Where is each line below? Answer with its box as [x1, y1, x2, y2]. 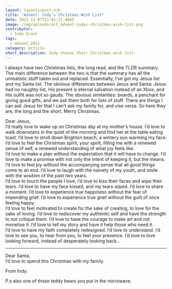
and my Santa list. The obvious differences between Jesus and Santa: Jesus [5, 80, 166, 87]
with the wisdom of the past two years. [5, 172, 88, 178]
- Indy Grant [10, 31, 38, 36]
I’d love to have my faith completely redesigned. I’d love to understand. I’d [5, 226, 160, 233]
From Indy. [5, 267, 28, 274]
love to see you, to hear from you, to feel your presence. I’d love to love [5, 232, 156, 238]
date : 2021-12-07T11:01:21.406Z [5, 17, 74, 22]
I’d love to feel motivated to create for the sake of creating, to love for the [5, 205, 160, 211]
